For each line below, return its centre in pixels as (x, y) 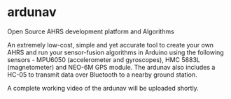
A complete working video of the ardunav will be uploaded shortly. (103, 88)
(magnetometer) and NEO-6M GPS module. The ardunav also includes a (111, 67)
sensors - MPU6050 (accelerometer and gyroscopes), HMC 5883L (104, 59)
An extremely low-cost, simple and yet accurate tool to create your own (111, 45)
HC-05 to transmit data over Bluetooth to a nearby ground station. (102, 75)
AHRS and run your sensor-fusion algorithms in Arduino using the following (115, 52)
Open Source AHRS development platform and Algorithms (91, 31)
